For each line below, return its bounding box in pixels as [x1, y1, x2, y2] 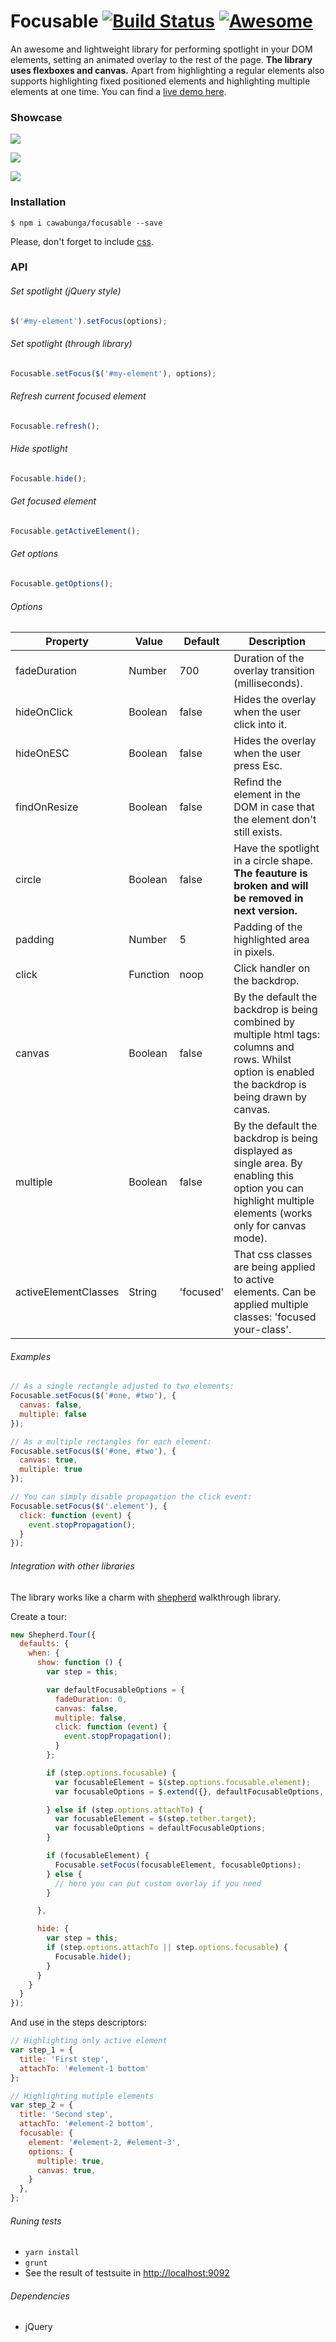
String [128, 1285, 158, 1299]
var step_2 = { [10, 2100, 74, 2110]
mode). [233, 1231, 268, 1245]
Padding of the [233, 920, 303, 934]
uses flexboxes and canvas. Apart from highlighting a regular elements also [10, 64, 325, 76]
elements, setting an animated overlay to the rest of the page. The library [10, 53, 313, 65]
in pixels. [233, 945, 275, 959]
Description [248, 635, 306, 649]
